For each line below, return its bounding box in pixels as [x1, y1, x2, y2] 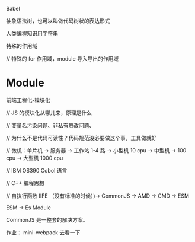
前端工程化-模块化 [6, 96, 50, 103]
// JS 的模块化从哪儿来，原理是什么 [6, 109, 92, 116]
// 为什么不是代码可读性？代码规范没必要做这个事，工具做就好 [6, 134, 157, 141]
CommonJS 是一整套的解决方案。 [6, 216, 88, 223]
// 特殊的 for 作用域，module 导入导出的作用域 [6, 55, 119, 62]
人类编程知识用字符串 [6, 30, 58, 37]
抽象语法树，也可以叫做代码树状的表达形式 [6, 17, 110, 24]
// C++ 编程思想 [6, 179, 44, 186]
